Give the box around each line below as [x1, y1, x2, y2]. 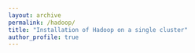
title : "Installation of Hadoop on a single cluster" [8, 26, 189, 34]
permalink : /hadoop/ [8, 19, 76, 26]
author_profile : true [8, 33, 79, 41]
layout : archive [8, 11, 61, 19]
